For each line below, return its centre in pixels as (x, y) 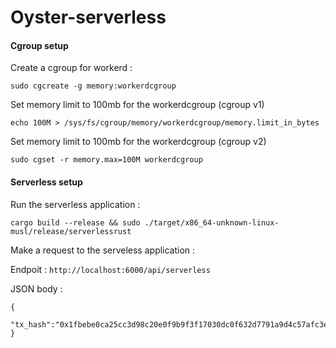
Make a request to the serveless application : (103, 250)
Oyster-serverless (88, 17)
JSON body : (36, 288)
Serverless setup (46, 182)
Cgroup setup (39, 45)
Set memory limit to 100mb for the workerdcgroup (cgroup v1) (137, 105)
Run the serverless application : (75, 204)
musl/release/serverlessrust (71, 231)
